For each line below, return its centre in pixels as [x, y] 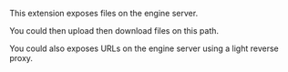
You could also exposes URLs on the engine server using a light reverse [144, 48]
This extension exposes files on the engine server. [104, 13]
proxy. [21, 58]
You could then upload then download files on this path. [114, 31]
